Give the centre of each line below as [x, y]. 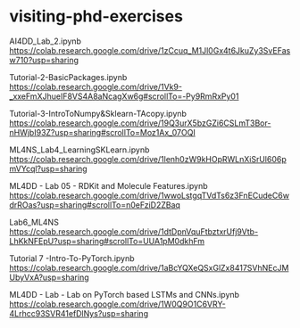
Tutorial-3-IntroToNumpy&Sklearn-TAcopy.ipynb [98, 113]
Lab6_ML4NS [34, 222]
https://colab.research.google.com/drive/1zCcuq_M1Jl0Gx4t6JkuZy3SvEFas [150, 50]
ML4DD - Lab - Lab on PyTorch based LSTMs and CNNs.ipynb [124, 294]
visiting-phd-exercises [96, 16]
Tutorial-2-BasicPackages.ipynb [68, 77]
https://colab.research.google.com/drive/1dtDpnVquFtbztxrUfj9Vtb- [134, 231]
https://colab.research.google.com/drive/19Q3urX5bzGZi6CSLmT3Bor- [140, 123]
